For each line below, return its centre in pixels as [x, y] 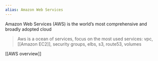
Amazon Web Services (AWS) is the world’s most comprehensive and [76, 24]
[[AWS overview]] [23, 54]
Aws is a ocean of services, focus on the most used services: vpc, [85, 39]
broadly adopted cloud [28, 29]
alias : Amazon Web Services [34, 10]
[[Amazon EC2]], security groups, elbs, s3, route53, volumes [79, 44]
